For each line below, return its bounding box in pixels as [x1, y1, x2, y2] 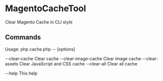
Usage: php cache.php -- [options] [5, 46, 76, 52]
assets [5, 61, 19, 66]
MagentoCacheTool [5, 3, 86, 14]
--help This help [5, 70, 38, 76]
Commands [5, 33, 41, 41]
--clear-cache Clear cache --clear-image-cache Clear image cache [5, 56, 142, 61]
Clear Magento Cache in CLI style [5, 19, 73, 25]
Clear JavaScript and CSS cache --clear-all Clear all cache [19, 61, 138, 66]
